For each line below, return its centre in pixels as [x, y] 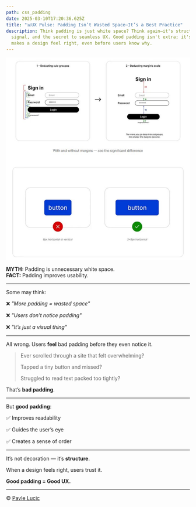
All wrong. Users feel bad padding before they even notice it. [79, 344]
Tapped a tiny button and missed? [61, 367]
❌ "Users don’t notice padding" [44, 315]
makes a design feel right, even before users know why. [82, 43]
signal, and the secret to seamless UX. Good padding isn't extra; [95, 37]
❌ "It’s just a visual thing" [36, 327]
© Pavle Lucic [23, 498]
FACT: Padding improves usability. [47, 275]
